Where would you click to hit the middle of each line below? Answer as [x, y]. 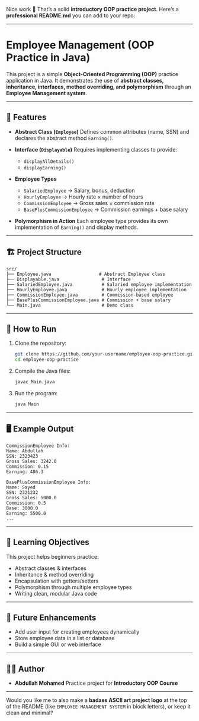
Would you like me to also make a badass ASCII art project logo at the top [97, 700]
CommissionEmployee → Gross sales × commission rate [89, 203]
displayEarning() [45, 168]
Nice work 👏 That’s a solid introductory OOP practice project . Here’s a [92, 9]
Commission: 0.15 [28, 467]
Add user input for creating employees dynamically [77, 632]
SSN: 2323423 [22, 456]
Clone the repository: [41, 343]
